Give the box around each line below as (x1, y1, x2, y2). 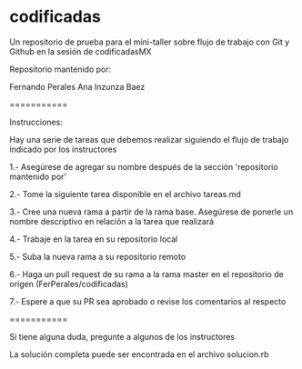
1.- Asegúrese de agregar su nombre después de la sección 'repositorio (9, 161, 279, 172)
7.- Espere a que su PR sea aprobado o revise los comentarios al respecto (9, 295, 287, 306)
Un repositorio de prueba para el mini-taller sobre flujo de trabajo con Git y (9, 36, 290, 47)
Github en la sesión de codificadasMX (9, 45, 152, 56)
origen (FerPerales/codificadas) (9, 278, 129, 289)
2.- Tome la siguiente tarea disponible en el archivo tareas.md (9, 188, 241, 199)
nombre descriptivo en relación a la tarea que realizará (9, 215, 215, 226)
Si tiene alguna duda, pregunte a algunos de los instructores (9, 331, 236, 342)
